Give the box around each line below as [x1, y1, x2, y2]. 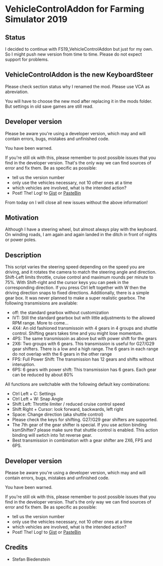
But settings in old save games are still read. [5, 103, 93, 109]
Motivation [5, 214, 39, 222]
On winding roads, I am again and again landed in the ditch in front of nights [5, 232, 157, 238]
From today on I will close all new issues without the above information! [5, 199, 148, 205]
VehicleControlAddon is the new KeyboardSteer [5, 71, 154, 79]
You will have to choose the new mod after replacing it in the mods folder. [5, 98, 152, 104]
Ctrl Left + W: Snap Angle [12, 396, 63, 402]
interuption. [12, 362, 36, 367]
